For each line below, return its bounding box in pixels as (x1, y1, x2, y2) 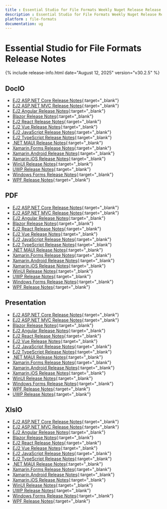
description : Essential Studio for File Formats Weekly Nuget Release (5, 12, 157, 17)
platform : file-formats (5, 16, 57, 21)
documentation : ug (5, 21, 43, 26)
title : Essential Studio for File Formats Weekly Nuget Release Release (5, 7, 162, 12)
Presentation (5, 299, 46, 307)
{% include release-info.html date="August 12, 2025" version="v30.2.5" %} (5, 70, 160, 76)
